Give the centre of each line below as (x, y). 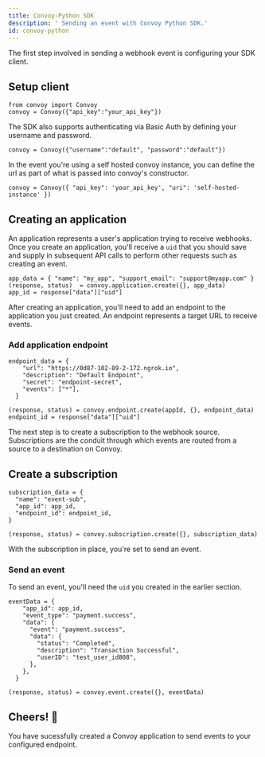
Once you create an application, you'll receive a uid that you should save (127, 247)
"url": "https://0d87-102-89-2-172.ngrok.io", (101, 369)
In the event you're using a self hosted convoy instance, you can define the (131, 165)
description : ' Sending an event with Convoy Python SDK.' (108, 23)
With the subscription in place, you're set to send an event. (105, 549)
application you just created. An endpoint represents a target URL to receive (133, 315)
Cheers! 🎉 (33, 717)
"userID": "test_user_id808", (87, 658)
